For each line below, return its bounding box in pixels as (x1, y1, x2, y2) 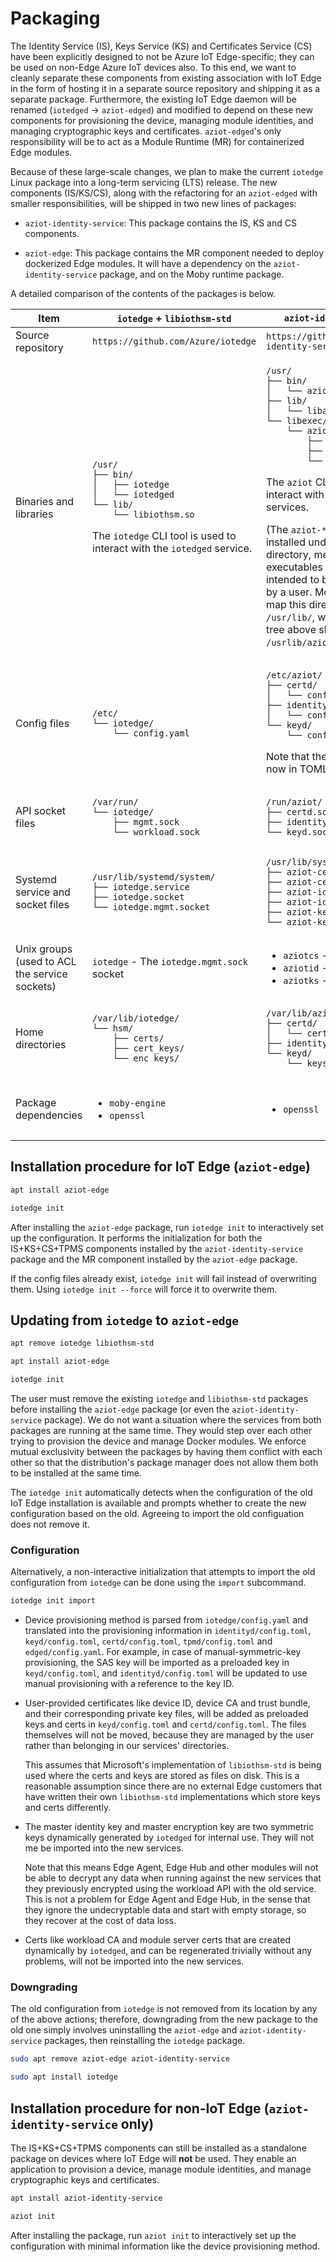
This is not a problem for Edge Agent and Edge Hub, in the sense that (24, 1893, 311, 1906)
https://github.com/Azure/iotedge (92, 335, 257, 347)
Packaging (10, 7, 101, 30)
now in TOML (265, 762, 329, 776)
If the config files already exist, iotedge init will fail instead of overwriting (10, 1272, 317, 1284)
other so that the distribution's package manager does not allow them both (10, 1456, 319, 1468)
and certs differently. (24, 1802, 112, 1814)
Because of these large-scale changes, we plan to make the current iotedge (10, 165, 324, 177)
